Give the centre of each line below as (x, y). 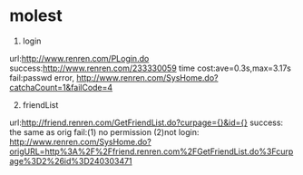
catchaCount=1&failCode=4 (61, 87)
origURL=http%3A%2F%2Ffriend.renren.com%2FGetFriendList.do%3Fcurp (151, 151)
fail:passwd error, (42, 77)
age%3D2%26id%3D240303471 (71, 160)
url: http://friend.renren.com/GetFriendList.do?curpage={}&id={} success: (147, 122)
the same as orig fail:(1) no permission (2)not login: (104, 131)
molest (36, 16)
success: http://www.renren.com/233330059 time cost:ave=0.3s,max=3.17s (151, 68)
